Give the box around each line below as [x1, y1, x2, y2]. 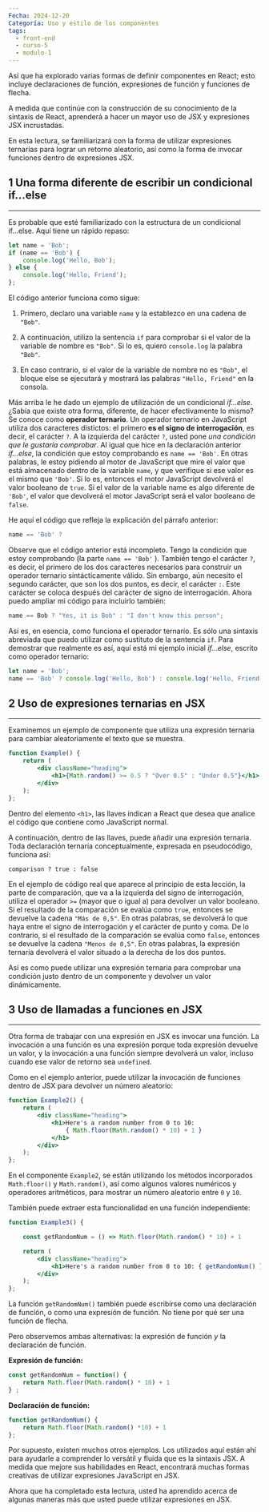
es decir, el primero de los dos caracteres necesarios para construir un [8, 562, 243, 572]
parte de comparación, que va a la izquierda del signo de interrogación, [8, 888, 244, 897]
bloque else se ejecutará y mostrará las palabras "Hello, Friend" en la [19, 374, 255, 383]
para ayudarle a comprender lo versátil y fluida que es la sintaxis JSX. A [8, 1454, 246, 1463]
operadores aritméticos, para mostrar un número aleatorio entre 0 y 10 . [8, 1188, 242, 1197]
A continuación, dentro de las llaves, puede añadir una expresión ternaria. [8, 832, 252, 842]
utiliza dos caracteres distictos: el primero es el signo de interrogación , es [8, 423, 255, 433]
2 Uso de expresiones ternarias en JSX [8, 696, 206, 710]
